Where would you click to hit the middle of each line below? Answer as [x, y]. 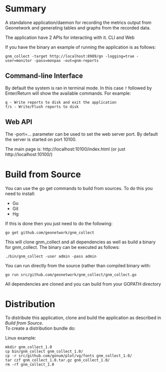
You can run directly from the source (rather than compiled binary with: [78, 265]
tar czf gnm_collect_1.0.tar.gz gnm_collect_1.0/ [58, 360]
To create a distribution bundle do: [41, 328]
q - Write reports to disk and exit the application [61, 102]
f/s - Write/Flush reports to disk [42, 107]
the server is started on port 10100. [41, 139]
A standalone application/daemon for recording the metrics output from [78, 22]
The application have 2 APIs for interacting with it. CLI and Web [70, 37]
